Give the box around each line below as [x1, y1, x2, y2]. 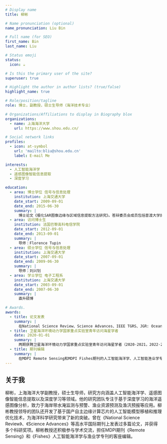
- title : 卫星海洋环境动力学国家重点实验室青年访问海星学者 [9, 328, 119, 333]
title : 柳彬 [5, 12, 28, 17]
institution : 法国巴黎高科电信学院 [14, 222, 81, 227]
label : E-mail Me [14, 153, 50, 158]
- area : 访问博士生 [9, 218, 46, 222]
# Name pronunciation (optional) [5, 21, 75, 26]
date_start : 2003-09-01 [14, 282, 64, 287]
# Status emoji [5, 53, 37, 58]
